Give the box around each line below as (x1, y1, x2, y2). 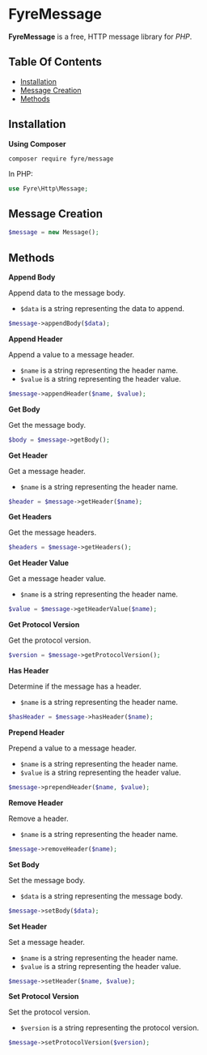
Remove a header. (8, 814, 69, 823)
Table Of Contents (8, 55, 103, 69)
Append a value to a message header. (8, 349, 135, 359)
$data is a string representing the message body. (19, 891, 184, 900)
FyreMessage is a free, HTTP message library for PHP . (8, 32, 192, 41)
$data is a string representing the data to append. (19, 303, 184, 313)
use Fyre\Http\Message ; (8, 184, 89, 193)
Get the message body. (8, 420, 87, 429)
